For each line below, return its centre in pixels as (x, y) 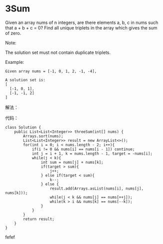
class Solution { (23, 127)
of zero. (13, 33)
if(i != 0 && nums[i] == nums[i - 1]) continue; (83, 149)
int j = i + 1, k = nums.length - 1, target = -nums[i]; (92, 153)
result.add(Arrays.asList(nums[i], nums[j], (96, 188)
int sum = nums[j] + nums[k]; (72, 162)
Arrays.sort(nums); (43, 136)
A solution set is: (25, 80)
